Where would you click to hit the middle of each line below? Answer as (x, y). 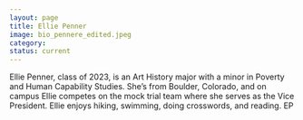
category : (28, 43)
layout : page (34, 18)
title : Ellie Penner (49, 26)
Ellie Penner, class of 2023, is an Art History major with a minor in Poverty (147, 77)
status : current (40, 51)
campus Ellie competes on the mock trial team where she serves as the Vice (152, 97)
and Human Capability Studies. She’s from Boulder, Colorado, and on (138, 87)
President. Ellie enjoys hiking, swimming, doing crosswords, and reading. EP (151, 106)
